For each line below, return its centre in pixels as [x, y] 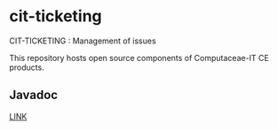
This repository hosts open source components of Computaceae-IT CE [139, 57]
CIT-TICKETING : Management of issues [83, 41]
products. [27, 67]
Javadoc [34, 95]
